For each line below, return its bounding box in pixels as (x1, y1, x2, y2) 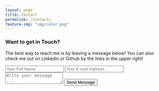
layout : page (5, 7, 33, 13)
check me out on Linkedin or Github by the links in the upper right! (5, 55, 143, 62)
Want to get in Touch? (5, 39, 60, 46)
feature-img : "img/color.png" (5, 21, 69, 27)
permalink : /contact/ (5, 17, 51, 22)
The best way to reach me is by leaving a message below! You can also (5, 50, 154, 56)
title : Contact (5, 12, 37, 17)
